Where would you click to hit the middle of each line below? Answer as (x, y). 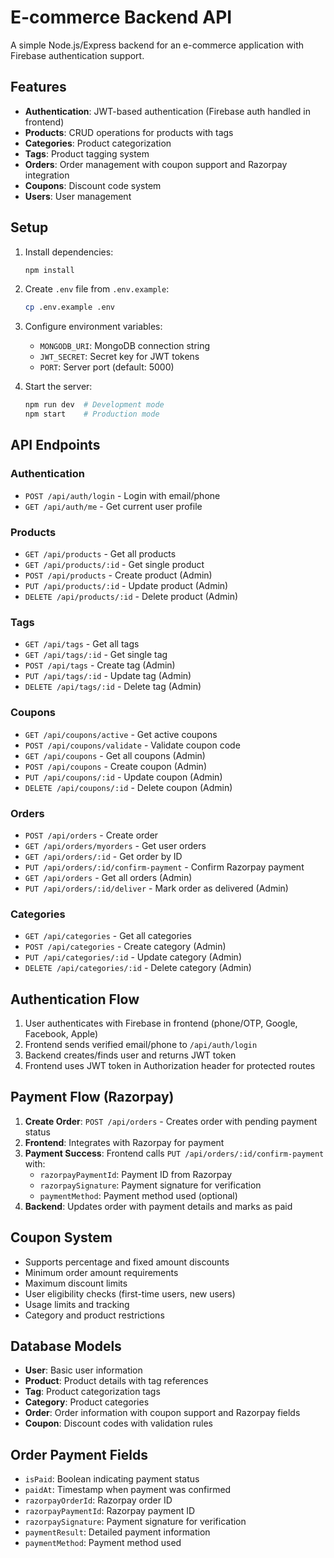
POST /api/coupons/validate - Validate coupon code (132, 745)
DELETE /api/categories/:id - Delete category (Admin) (138, 968)
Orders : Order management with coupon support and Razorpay (156, 164)
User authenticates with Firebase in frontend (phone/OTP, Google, (161, 1023)
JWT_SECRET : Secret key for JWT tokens (119, 357)
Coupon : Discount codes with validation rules (118, 1423)
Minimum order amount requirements (101, 1272)
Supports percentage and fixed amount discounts (127, 1262)
